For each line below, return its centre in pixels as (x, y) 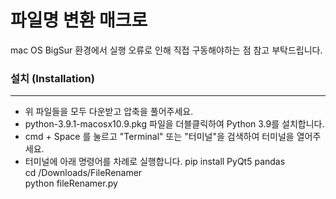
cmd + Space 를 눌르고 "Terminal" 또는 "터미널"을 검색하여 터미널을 (159, 137)
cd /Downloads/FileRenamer (83, 173)
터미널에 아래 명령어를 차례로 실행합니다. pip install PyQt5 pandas (155, 162)
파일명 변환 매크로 (79, 20)
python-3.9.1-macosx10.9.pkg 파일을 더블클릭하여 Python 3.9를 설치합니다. (174, 124)
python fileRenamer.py (71, 183)
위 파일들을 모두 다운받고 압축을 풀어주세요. (109, 112)
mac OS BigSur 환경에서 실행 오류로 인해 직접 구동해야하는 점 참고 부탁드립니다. (166, 50)
